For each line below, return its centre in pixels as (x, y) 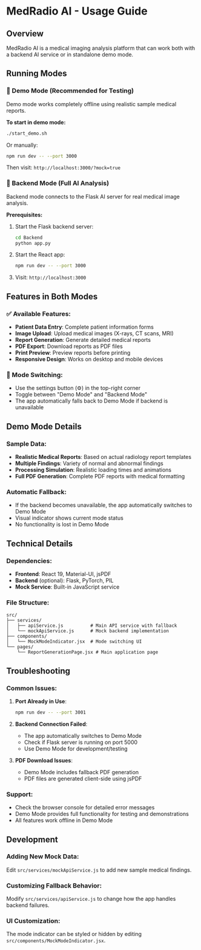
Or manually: (22, 145)
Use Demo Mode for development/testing (76, 748)
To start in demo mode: (36, 122)
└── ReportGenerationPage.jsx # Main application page (88, 652)
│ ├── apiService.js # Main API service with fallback (92, 626)
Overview (25, 34)
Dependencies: (29, 561)
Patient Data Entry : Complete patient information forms (84, 327)
